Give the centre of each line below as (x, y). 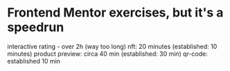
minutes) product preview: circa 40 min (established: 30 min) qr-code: (107, 54)
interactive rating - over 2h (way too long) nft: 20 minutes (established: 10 (112, 46)
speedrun (36, 27)
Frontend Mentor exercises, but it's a (115, 13)
